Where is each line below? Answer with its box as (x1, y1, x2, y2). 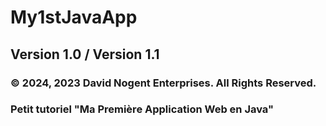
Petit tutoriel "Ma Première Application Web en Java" (10, 102, 275, 116)
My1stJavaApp (10, 6, 138, 29)
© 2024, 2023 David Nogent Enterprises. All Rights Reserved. (10, 76, 317, 90)
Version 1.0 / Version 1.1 (10, 46, 160, 63)
